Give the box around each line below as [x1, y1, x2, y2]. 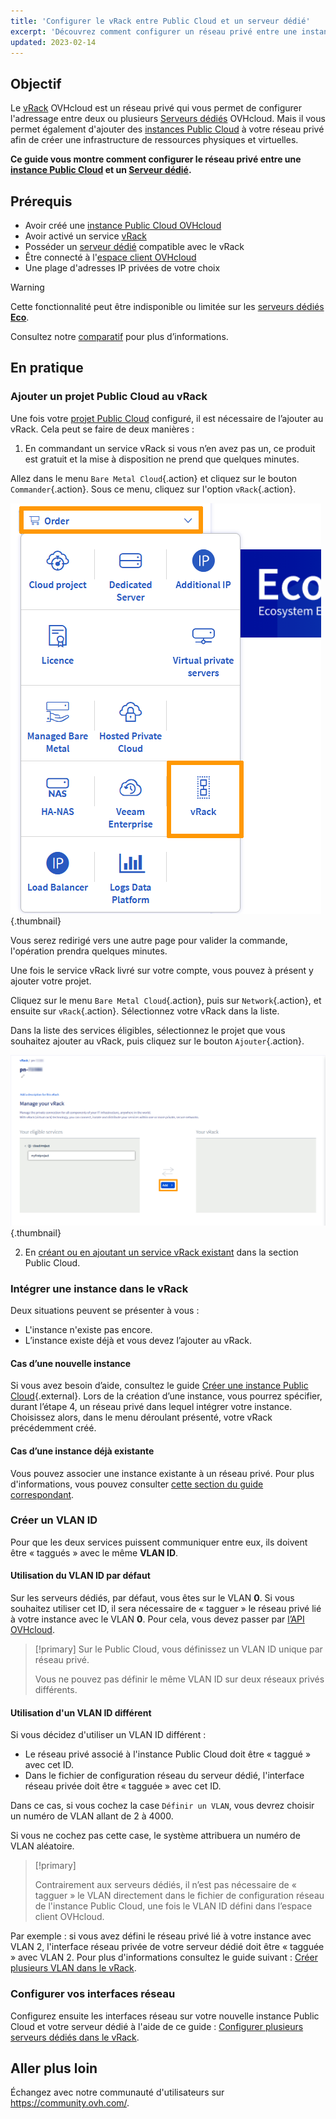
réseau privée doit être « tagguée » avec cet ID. [24, 1780, 222, 1792]
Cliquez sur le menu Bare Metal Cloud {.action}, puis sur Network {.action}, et [10, 994, 322, 1006]
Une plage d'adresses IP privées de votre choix [24, 262, 221, 274]
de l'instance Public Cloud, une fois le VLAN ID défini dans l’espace [34, 1900, 313, 1912]
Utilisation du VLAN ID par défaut [10, 1570, 151, 1582]
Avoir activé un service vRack [24, 230, 147, 242]
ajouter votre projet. [10, 975, 92, 987]
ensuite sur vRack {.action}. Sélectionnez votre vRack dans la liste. [10, 1005, 280, 1017]
